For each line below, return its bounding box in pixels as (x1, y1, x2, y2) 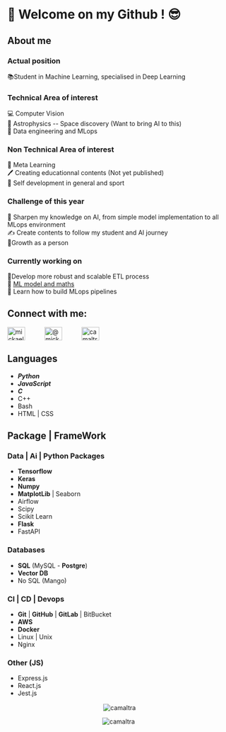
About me (7, 35, 52, 47)
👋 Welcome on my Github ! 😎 (7, 6, 182, 23)
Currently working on (7, 256, 83, 266)
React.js (17, 682, 42, 690)
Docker (17, 625, 40, 634)
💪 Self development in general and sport (7, 179, 125, 187)
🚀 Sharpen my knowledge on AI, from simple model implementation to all (7, 213, 219, 221)
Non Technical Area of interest (7, 145, 114, 154)
